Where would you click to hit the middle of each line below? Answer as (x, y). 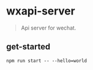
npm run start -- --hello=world (46, 61)
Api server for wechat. (48, 28)
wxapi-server (41, 11)
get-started (28, 47)
